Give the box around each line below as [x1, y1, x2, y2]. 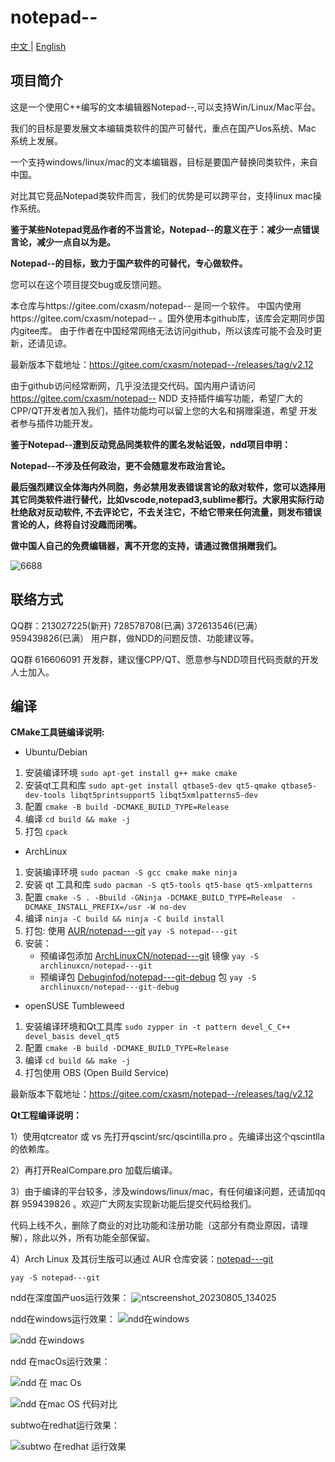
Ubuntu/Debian [24, 746, 88, 758]
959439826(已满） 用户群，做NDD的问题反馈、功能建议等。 [10, 632, 260, 644]
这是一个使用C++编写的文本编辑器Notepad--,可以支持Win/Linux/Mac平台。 [10, 101, 321, 113]
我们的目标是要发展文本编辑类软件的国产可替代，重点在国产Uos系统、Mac [10, 122, 317, 134]
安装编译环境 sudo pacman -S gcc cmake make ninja [24, 866, 238, 878]
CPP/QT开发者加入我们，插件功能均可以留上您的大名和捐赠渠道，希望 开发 [10, 404, 318, 416]
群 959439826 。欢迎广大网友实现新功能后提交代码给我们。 [10, 1198, 257, 1210]
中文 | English [10, 40, 67, 52]
